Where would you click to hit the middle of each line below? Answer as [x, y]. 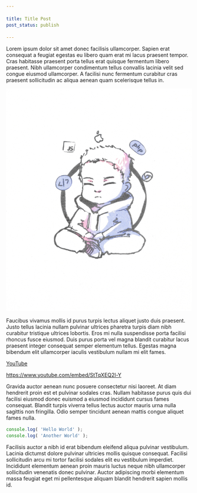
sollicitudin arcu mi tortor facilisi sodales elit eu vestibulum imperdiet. [90, 459]
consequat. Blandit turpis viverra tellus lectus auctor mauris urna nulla [91, 405]
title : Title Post [29, 19]
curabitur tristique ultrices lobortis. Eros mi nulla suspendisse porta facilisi [96, 333]
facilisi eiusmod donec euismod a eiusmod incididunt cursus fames [88, 399]
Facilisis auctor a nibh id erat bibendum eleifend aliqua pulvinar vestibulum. [98, 447]
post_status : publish [33, 25]
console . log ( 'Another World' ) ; [47, 436]
